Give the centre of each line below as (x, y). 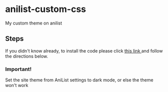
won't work (17, 85)
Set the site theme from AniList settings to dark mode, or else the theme (79, 80)
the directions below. (27, 56)
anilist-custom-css (46, 9)
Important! (18, 69)
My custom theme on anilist (34, 23)
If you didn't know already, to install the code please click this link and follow (84, 50)
